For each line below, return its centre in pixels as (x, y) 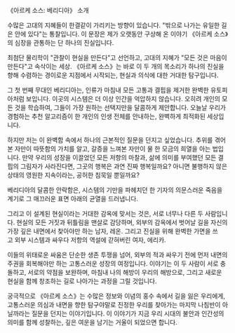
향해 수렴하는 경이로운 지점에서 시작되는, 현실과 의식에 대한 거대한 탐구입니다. (113, 75)
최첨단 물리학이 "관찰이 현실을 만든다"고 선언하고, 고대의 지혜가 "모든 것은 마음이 (117, 57)
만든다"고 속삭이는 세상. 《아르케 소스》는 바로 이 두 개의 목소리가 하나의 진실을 (116, 66)
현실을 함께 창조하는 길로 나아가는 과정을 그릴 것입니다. (82, 281)
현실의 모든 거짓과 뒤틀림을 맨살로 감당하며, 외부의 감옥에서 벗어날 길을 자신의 (122, 222)
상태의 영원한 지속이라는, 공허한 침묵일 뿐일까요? (74, 175)
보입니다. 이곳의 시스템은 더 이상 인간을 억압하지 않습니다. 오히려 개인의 (123, 99)
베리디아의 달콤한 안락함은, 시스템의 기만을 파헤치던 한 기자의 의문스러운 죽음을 (115, 190)
